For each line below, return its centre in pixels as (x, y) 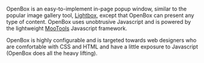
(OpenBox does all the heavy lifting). (52, 53)
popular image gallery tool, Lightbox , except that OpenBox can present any (100, 15)
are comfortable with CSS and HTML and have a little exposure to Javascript (102, 46)
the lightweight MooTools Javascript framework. (67, 28)
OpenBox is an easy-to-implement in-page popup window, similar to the (97, 9)
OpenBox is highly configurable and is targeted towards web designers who (101, 40)
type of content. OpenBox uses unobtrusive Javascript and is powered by (99, 22)
